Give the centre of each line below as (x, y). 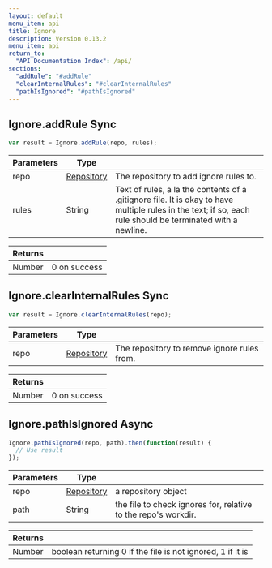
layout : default (36, 16)
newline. (131, 230)
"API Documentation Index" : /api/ (74, 62)
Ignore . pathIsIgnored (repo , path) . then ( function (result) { (110, 443)
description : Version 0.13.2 (57, 39)
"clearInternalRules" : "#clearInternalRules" (94, 84)
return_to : (27, 54)
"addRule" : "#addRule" (54, 76)
